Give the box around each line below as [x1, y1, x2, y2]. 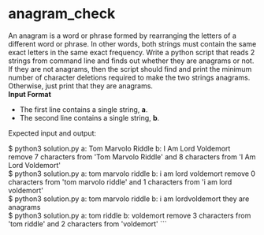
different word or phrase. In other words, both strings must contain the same [8, 39, 257, 48]
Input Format [8, 89, 51, 99]
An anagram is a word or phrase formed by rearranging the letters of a [8, 31, 236, 40]
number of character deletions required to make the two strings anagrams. [8, 73, 251, 82]
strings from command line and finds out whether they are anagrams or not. [8, 56, 255, 65]
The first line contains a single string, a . [19, 104, 148, 114]
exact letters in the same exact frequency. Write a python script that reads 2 [8, 47, 255, 57]
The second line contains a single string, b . [19, 113, 160, 122]
